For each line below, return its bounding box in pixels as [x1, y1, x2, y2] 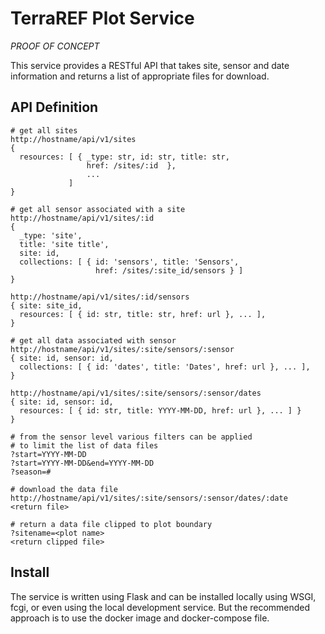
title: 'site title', [19, 239, 110, 249]
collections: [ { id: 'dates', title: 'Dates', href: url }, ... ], [19, 362, 311, 372]
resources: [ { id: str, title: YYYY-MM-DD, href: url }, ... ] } [19, 405, 302, 416]
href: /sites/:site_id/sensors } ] [95, 265, 244, 276]
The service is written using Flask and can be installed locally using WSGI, [10, 590, 317, 602]
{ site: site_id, [10, 300, 83, 311]
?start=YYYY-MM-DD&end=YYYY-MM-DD [10, 458, 155, 468]
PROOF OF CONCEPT [10, 40, 100, 52]
